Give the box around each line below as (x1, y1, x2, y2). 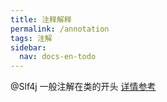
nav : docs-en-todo (19, 52, 97, 62)
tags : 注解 (10, 33, 53, 43)
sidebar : (10, 42, 47, 53)
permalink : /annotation (10, 24, 110, 34)
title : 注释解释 (10, 14, 72, 25)
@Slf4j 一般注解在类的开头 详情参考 (10, 81, 157, 93)
